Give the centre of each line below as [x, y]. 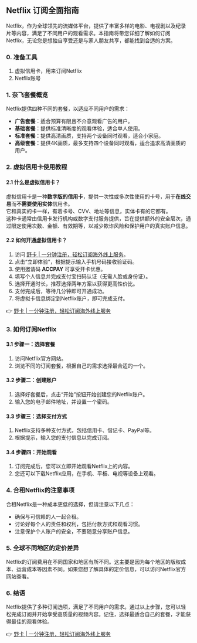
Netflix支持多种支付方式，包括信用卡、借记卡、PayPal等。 [85, 430]
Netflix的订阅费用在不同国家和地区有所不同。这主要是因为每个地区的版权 [94, 562]
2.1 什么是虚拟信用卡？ [33, 182]
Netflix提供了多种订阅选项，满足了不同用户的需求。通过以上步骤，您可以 [94, 607]
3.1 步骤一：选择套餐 [31, 344]
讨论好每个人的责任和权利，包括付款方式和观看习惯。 [79, 524]
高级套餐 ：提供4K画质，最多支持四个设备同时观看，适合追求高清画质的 [100, 143]
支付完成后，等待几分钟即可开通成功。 [61, 291]
